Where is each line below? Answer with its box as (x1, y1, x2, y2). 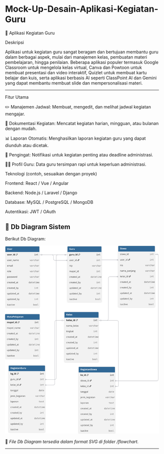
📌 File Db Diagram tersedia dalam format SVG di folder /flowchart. (5, 439, 139, 445)
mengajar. (5, 111, 25, 117)
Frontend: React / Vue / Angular (5, 180, 69, 186)
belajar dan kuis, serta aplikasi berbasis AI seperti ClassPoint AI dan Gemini (5, 75, 157, 81)
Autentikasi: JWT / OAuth (5, 209, 56, 215)
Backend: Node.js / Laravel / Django (5, 190, 78, 195)
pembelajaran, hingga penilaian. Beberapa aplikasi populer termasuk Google (5, 59, 159, 65)
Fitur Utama (5, 94, 29, 100)
